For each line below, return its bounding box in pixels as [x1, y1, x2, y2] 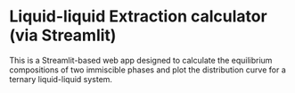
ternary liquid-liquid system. [9, 73, 113, 84]
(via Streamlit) [9, 25, 117, 46]
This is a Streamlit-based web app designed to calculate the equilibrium [9, 55, 273, 65]
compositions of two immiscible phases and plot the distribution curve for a [9, 64, 287, 75]
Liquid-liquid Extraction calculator [9, 6, 267, 27]
